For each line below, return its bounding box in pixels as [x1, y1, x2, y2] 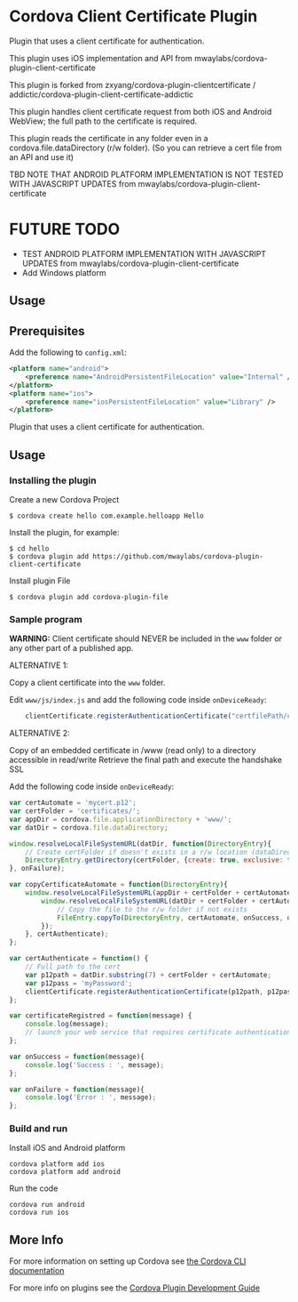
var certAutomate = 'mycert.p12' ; [9, 799, 137, 808]
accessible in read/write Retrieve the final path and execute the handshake [9, 754, 282, 766]
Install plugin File [9, 575, 71, 586]
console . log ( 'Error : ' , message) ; [25, 1093, 157, 1102]
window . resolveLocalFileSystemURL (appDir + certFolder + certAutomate [25, 888, 292, 897]
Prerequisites [9, 323, 85, 339]
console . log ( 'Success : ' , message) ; [25, 1060, 165, 1069]
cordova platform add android [9, 1168, 122, 1177]
